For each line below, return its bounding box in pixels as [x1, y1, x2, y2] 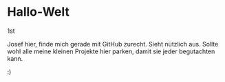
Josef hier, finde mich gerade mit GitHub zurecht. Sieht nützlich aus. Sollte [7, 40, 219, 48]
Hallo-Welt [7, 4, 70, 20]
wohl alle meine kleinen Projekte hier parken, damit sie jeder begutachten [7, 47, 215, 55]
